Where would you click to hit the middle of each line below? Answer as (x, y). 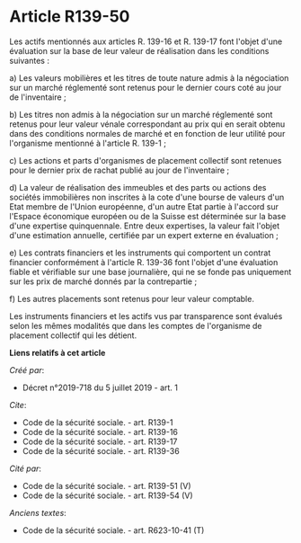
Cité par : (26, 468)
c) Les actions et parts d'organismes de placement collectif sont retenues (146, 160)
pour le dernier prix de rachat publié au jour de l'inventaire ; (120, 170)
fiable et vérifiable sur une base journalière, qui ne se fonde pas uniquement (150, 271)
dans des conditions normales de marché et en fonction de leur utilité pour (147, 133)
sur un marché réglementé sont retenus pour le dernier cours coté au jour (146, 87)
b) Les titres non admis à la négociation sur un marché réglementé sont (141, 114)
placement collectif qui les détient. (73, 335)
